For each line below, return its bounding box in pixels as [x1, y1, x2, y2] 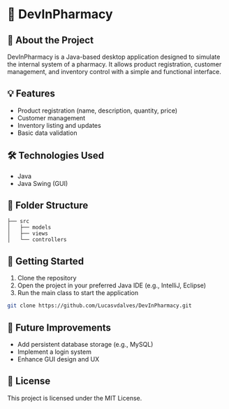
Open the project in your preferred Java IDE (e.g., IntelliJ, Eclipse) [17, 281, 207, 289]
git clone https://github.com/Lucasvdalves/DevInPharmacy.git [7, 302, 192, 310]
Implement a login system [17, 347, 92, 356]
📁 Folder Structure [7, 199, 89, 212]
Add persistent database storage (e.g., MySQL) [17, 340, 154, 348]
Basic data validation [17, 129, 77, 137]
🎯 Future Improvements [7, 322, 112, 333]
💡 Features [7, 87, 56, 100]
